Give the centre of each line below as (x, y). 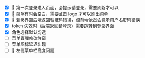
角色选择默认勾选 (29, 32)
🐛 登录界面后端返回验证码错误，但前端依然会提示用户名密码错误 (76, 20)
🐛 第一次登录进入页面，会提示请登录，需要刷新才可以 (65, 8)
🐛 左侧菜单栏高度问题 (33, 50)
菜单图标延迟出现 (29, 44)
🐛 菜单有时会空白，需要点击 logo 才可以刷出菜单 (60, 14)
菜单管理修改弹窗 (29, 38)
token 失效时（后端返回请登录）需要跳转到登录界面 (63, 26)
